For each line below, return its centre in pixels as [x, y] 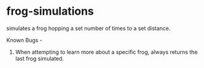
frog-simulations [50, 11]
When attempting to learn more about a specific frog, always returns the [106, 52]
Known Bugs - [25, 40]
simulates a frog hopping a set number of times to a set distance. [89, 28]
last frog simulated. [40, 58]
